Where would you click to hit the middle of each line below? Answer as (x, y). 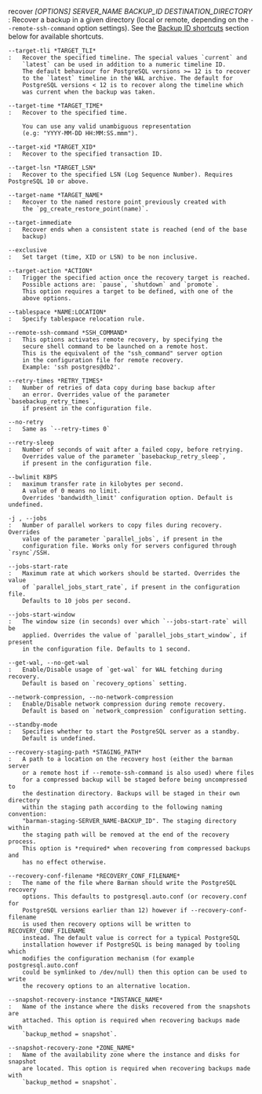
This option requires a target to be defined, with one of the (128, 292)
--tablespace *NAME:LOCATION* (58, 312)
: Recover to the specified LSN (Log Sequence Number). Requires (121, 174)
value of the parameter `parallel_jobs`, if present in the (122, 539)
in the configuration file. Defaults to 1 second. (107, 649)
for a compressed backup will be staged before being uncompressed (135, 780)
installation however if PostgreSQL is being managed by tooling (131, 945)
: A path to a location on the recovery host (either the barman (121, 759)
